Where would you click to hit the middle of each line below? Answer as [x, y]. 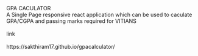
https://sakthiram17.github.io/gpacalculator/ [61, 47]
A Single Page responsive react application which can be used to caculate [99, 14]
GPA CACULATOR [29, 8]
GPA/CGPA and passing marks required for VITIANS [72, 21]
